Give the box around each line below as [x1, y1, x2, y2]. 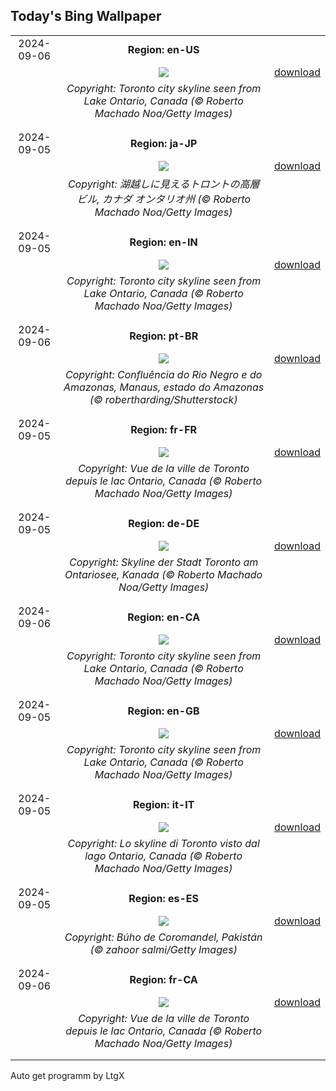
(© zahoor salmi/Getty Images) [89, 942, 238, 956]
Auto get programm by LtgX [10, 1069, 125, 1081]
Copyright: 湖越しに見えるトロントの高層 [67, 177, 260, 191]
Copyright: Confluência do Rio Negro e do [65, 367, 263, 381]
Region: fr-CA [129, 972, 198, 986]
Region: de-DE [128, 516, 200, 530]
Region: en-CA [127, 610, 201, 624]
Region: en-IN [129, 235, 198, 249]
